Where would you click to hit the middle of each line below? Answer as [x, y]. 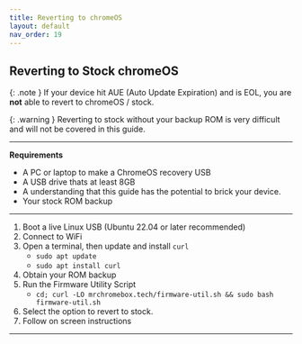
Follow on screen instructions [77, 321]
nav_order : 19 [36, 34]
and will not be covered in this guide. [77, 129]
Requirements [36, 155]
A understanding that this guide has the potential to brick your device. [151, 192]
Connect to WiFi [52, 237]
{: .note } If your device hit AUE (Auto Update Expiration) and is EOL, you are [151, 93]
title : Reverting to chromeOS [66, 18]
